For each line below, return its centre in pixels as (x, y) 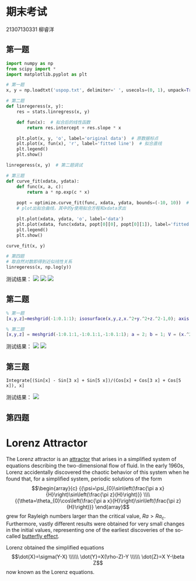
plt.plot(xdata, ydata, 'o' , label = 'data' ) (70, 219)
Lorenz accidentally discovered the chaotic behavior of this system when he (98, 472)
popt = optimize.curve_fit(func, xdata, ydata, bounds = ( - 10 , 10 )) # (103, 203)
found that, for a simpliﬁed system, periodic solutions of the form (84, 479)
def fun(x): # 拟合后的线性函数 (54, 122)
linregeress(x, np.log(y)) (39, 267)
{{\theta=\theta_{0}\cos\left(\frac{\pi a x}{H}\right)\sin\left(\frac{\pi (95, 501)
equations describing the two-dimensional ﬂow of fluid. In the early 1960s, (95, 466)
